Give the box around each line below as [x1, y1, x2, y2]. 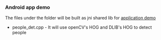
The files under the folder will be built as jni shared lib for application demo [5, 15, 156, 21]
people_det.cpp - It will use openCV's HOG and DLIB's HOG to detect [12, 24, 152, 30]
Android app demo [5, 4, 50, 11]
